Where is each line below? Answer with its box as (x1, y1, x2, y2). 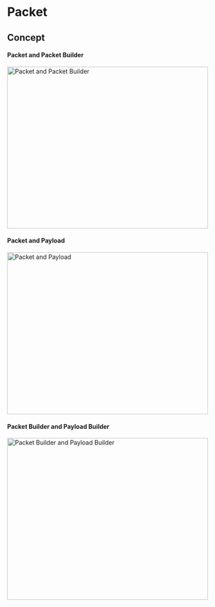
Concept (7, 32, 45, 44)
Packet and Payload (7, 236, 65, 245)
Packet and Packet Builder (7, 51, 84, 59)
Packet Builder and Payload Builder (7, 422, 110, 430)
